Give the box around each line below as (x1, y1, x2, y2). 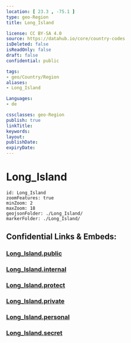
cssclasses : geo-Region (6, 112, 65, 118)
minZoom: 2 (6, 200, 33, 206)
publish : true (6, 117, 41, 123)
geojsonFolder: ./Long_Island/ (6, 211, 83, 216)
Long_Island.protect (6, 281, 65, 290)
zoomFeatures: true (6, 195, 54, 201)
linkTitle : (6, 122, 33, 129)
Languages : (6, 96, 33, 102)
